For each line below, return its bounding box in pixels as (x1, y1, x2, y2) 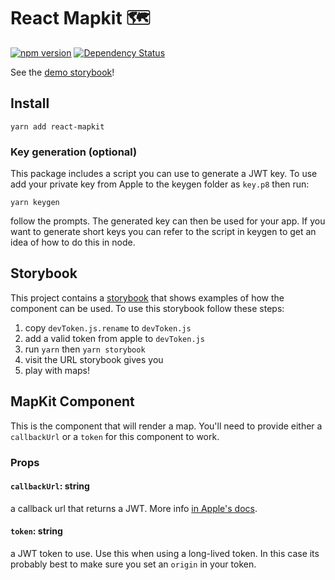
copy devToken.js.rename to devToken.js (24, 321, 192, 334)
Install (10, 95, 50, 112)
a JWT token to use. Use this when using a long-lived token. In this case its (10, 548, 320, 559)
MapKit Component (10, 393, 135, 410)
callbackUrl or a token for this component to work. (10, 430, 220, 442)
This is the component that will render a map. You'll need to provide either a (10, 420, 323, 432)
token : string (10, 525, 63, 537)
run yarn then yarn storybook (24, 343, 146, 355)
